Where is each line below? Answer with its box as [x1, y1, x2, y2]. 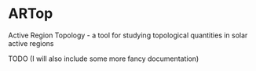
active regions [8, 38, 54, 48]
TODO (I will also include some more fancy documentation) [8, 54, 199, 63]
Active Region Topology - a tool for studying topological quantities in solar [8, 30, 248, 40]
